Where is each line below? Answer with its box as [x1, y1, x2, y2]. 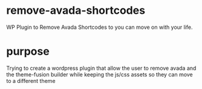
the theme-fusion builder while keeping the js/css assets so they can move [6, 70, 194, 78]
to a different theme [6, 77, 56, 84]
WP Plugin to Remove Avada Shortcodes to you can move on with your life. [6, 23, 193, 31]
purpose [6, 44, 50, 58]
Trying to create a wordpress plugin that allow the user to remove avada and [6, 64, 197, 72]
